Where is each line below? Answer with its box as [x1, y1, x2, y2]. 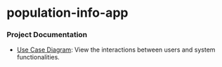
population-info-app [6, 5, 129, 21]
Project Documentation [6, 30, 88, 40]
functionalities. [16, 53, 60, 61]
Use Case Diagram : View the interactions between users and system [16, 45, 216, 54]
